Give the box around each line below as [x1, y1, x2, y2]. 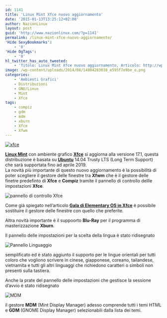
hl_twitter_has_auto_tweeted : [5, 58, 68, 63]
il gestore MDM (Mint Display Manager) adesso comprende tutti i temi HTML [5, 302, 162, 308]
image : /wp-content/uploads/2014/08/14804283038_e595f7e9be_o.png [5, 68, 146, 73]
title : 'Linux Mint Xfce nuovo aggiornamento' [5, 12, 103, 17]
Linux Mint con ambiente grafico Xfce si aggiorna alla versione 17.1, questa [5, 151, 159, 157]
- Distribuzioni [14, 81, 48, 86]
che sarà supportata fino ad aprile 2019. [5, 162, 87, 168]
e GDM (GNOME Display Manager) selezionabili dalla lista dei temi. [5, 308, 142, 314]
